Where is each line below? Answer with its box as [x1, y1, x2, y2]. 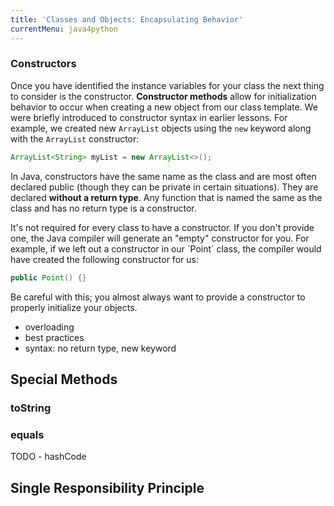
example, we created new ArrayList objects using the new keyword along [10, 122, 312, 134]
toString [10, 401, 52, 415]
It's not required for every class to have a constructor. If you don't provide [10, 221, 315, 233]
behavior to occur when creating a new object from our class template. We [10, 101, 318, 113]
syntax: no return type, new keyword [24, 342, 177, 354]
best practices [24, 331, 85, 343]
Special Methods [10, 371, 118, 388]
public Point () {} [10, 272, 87, 283]
